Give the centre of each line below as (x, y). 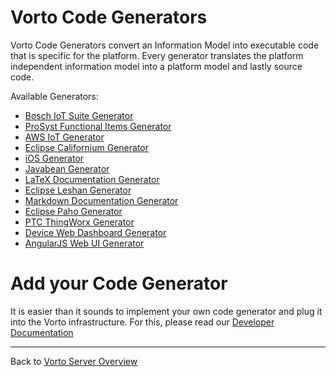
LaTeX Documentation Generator (92, 179)
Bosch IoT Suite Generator (79, 115)
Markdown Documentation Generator (101, 200)
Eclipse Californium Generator (86, 147)
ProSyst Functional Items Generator (98, 126)
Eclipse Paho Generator (73, 211)
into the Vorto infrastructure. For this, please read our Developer (142, 322)
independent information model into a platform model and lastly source (156, 66)
